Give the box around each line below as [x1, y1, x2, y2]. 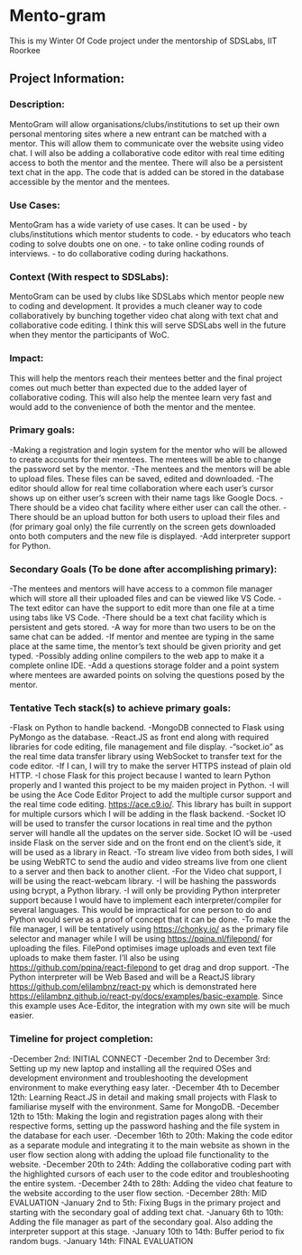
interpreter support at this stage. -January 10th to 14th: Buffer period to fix [9, 1225, 286, 1237]
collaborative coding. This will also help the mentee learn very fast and [9, 392, 272, 403]
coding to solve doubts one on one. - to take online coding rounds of [9, 238, 265, 249]
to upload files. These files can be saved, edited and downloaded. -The [9, 473, 274, 484]
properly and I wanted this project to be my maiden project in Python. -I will [9, 780, 289, 791]
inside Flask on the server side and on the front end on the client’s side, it [9, 837, 281, 849]
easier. [9, 1010, 34, 1021]
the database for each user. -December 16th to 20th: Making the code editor [9, 1129, 293, 1140]
